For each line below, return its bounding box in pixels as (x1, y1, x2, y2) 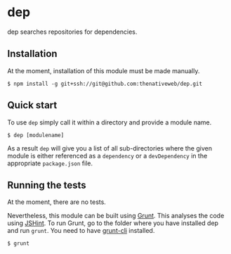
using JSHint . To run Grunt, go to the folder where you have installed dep (7, 219, 219, 227)
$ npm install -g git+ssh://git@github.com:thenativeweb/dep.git (7, 80, 202, 87)
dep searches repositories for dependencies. (7, 27, 138, 36)
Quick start (7, 99, 58, 111)
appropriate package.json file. (7, 159, 93, 167)
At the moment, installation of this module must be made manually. (7, 66, 200, 75)
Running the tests (7, 179, 86, 191)
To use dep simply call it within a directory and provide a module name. (7, 118, 212, 127)
